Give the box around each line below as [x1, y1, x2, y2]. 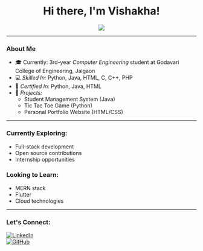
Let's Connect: [6, 218, 51, 226]
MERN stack [14, 184, 46, 191]
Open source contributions [14, 149, 82, 156]
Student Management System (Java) [24, 95, 116, 103]
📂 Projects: [14, 89, 42, 97]
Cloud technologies [14, 197, 64, 205]
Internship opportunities [14, 156, 76, 163]
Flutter [14, 191, 32, 198]
